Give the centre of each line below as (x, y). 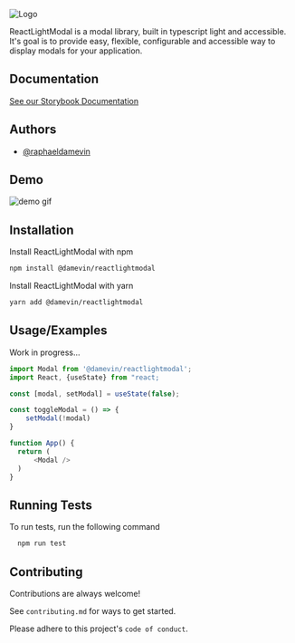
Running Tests (51, 505)
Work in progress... (45, 352)
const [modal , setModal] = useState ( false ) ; (95, 394)
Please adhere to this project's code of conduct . (99, 629)
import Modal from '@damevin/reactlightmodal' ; (101, 369)
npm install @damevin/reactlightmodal (82, 269)
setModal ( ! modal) (58, 418)
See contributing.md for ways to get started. (93, 610)
